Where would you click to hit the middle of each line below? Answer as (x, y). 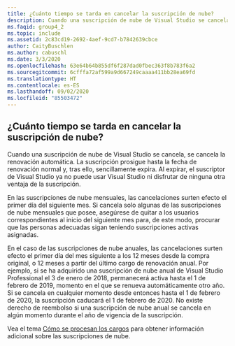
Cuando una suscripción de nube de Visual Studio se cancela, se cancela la (116, 154)
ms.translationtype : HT (42, 79)
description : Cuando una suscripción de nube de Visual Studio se (106, 20)
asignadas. (23, 234)
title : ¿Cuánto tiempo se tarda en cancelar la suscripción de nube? (111, 14)
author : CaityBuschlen (40, 46)
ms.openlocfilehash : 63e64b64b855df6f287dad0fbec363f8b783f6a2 (101, 66)
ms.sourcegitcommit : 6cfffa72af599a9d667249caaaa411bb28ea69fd (101, 72)
